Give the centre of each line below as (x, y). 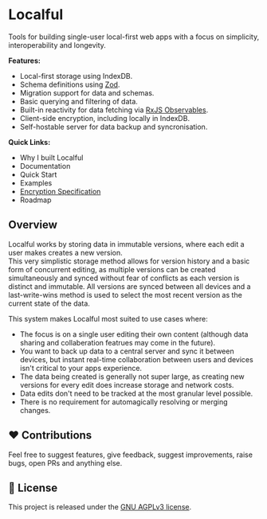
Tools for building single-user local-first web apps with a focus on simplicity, (134, 37)
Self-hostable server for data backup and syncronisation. (114, 127)
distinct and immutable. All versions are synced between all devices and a (130, 286)
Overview (33, 225)
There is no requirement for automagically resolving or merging (124, 402)
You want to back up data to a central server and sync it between (127, 351)
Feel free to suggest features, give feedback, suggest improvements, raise (131, 455)
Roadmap (35, 200)
